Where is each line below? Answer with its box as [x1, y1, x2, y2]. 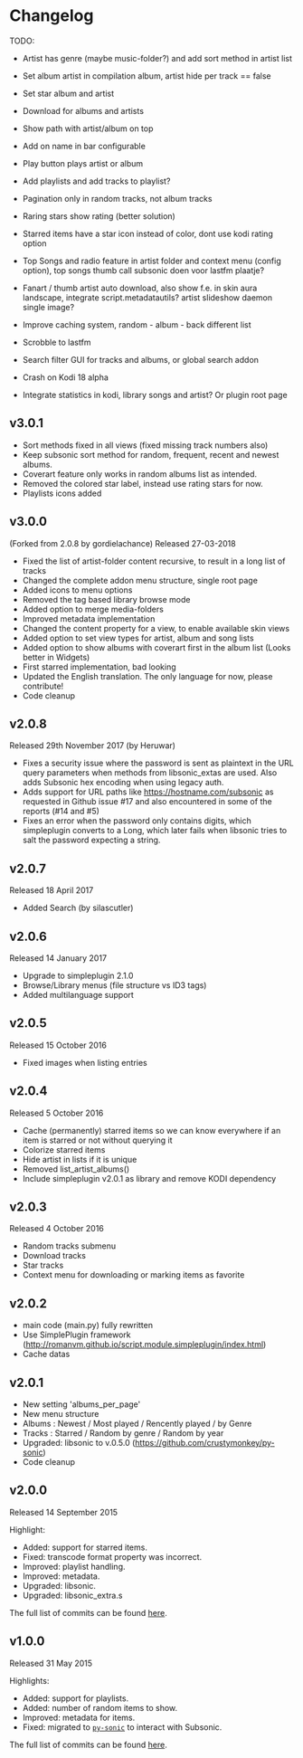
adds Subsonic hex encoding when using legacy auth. [22, 777, 224, 788]
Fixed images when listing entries [22, 1057, 147, 1068]
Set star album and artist [22, 88, 115, 99]
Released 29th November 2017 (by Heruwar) [9, 740, 176, 751]
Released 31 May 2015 [9, 1658, 93, 1668]
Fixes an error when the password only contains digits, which [22, 815, 251, 826]
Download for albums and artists [22, 105, 145, 116]
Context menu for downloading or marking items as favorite [22, 1269, 245, 1280]
